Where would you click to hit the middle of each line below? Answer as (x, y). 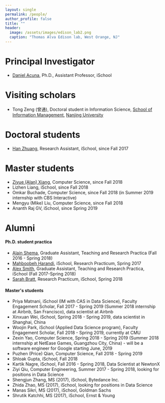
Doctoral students (43, 135)
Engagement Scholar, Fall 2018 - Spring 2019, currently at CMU (76, 333)
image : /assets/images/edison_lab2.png (50, 33)
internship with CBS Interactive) (44, 198)
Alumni (20, 228)
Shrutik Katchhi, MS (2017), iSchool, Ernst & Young (64, 396)
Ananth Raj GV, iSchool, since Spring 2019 (55, 208)
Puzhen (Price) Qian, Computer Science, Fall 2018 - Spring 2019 (77, 354)
